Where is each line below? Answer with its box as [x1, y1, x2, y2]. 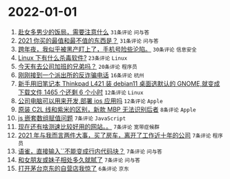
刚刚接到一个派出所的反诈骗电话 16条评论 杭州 [17, 70, 144, 79]
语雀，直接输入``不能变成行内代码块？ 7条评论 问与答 [17, 147, 163, 155]
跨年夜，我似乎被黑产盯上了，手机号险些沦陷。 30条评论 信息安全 [17, 45, 198, 53]
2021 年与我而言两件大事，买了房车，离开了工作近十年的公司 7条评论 [17, 131, 211, 139]
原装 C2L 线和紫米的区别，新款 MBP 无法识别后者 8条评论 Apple [17, 105, 196, 114]
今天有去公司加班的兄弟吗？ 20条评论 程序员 [17, 62, 137, 70]
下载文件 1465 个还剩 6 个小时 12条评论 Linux [17, 87, 144, 96]
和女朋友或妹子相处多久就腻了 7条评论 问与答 [17, 156, 141, 164]
